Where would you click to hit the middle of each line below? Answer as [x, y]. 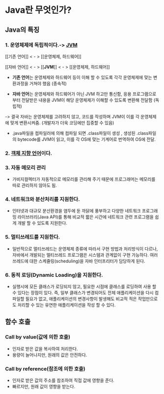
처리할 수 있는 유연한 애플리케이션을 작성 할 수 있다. [67, 305]
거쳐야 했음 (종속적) [48, 83]
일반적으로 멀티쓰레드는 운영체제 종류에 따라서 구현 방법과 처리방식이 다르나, [85, 249]
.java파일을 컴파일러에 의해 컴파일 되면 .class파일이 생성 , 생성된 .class [80, 133]
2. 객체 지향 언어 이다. [29, 153]
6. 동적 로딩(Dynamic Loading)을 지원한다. [54, 275]
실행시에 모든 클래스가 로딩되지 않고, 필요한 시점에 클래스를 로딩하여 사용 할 [84, 286]
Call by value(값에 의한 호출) [38, 337]
